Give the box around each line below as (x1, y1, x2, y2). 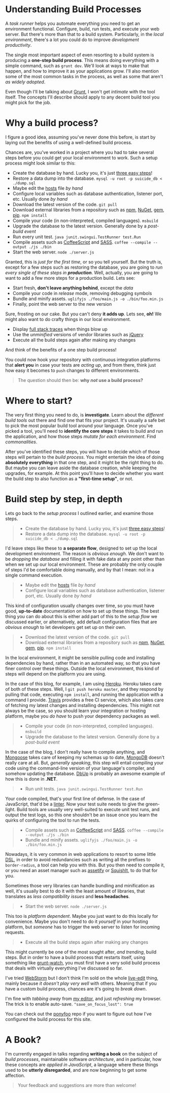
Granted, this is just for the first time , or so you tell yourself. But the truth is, (5, 259, 162, 265)
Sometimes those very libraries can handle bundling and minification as (5, 882, 155, 888)
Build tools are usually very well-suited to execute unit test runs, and (17, 806, 160, 812)
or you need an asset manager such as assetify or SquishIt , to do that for (5, 867, 158, 873)
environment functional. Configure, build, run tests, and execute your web (5, 25, 160, 31)
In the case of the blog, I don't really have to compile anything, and (5, 749, 145, 755)
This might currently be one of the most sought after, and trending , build (5, 949, 157, 955)
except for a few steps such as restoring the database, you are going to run (5, 264, 163, 270)
